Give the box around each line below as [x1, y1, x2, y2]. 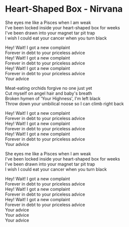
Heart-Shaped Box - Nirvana [5, 3, 123, 15]
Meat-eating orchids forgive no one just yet [5, 85, 92, 91]
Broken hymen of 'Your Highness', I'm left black [5, 95, 101, 101]
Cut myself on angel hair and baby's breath [5, 90, 92, 96]
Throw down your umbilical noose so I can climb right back [5, 101, 124, 106]
